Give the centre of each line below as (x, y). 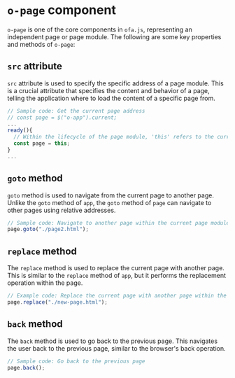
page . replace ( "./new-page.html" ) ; (58, 302)
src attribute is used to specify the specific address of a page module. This (115, 83)
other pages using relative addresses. (62, 210)
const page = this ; (42, 143)
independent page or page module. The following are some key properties (114, 36)
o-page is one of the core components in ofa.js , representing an (100, 29)
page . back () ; (26, 367)
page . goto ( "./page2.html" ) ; (48, 230)
